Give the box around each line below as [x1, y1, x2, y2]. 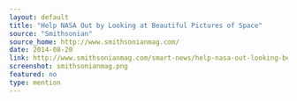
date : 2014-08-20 [9, 46, 73, 54]
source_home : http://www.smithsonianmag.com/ [9, 37, 179, 47]
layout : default [9, 12, 69, 22]
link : [9, 54, 29, 62]
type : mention [9, 78, 62, 87]
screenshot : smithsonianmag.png [9, 62, 128, 71]
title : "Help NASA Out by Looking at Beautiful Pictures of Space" [9, 21, 263, 30]
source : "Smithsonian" [9, 29, 93, 38]
